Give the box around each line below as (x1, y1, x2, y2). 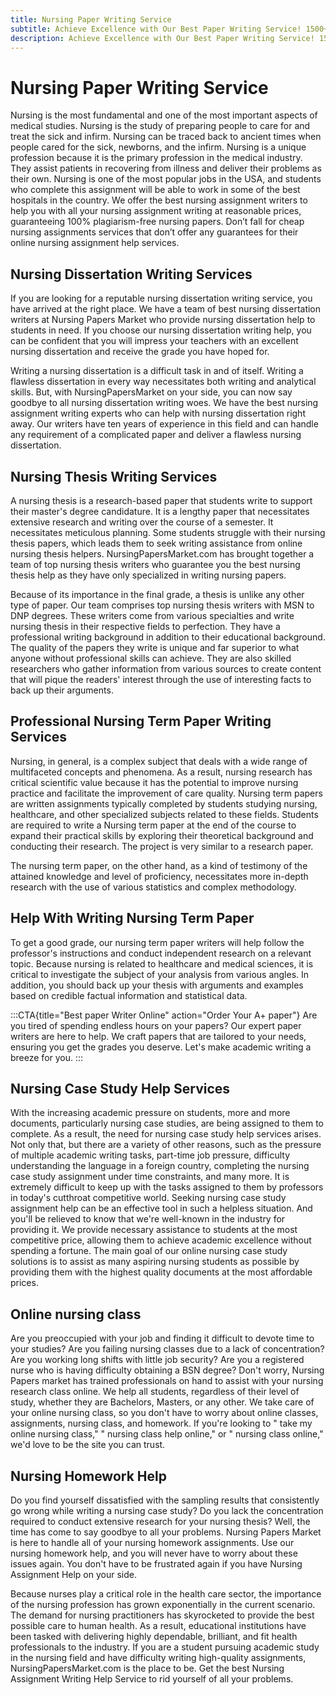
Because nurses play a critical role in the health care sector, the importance (10, 1588, 322, 1600)
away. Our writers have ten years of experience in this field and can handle (10, 418, 319, 430)
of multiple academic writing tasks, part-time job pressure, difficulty (10, 1149, 291, 1161)
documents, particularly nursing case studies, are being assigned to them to (10, 1117, 324, 1130)
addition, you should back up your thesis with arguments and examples (10, 979, 304, 991)
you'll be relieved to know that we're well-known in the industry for (10, 1213, 286, 1225)
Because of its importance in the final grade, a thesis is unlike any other (10, 588, 305, 600)
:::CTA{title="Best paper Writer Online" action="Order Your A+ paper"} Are (10, 1009, 318, 1021)
